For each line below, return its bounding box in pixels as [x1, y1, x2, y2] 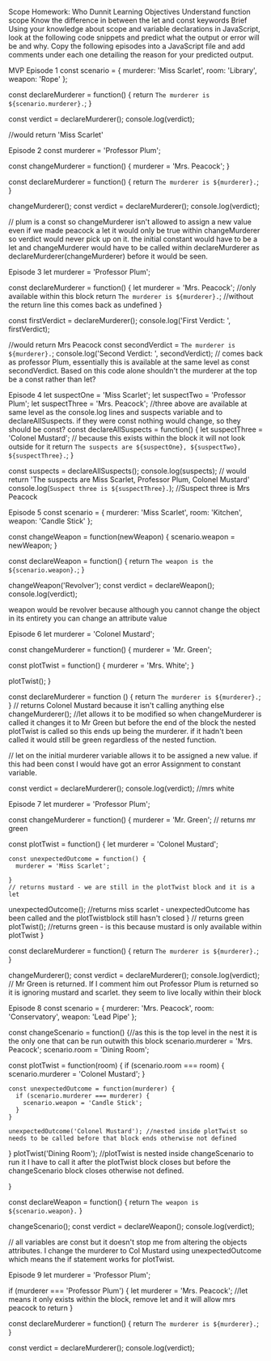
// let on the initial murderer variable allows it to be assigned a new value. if [8, 751, 258, 760]
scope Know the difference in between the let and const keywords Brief [8, 15, 248, 25]
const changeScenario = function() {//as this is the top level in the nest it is [8, 1028, 257, 1037]
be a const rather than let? [8, 374, 96, 384]
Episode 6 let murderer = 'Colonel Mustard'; [8, 629, 155, 638]
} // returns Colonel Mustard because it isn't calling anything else [8, 701, 225, 710]
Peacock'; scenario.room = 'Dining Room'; [8, 1045, 150, 1054]
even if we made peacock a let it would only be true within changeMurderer [8, 226, 260, 235]
